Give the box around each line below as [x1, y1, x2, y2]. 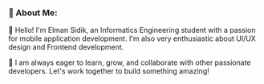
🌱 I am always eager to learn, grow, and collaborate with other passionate [8, 58, 251, 67]
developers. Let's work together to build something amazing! [8, 66, 210, 76]
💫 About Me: [8, 7, 58, 18]
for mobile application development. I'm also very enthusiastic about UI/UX [8, 34, 257, 43]
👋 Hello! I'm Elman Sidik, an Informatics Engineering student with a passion [8, 26, 256, 35]
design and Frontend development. [8, 42, 124, 52]
